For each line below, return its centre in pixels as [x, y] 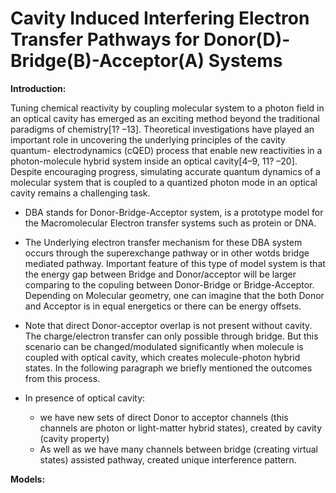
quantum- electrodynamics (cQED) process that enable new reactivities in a [166, 150]
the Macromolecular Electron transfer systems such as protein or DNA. [170, 223]
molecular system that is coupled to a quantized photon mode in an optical [164, 182]
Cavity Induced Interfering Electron [160, 18]
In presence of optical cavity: [85, 398]
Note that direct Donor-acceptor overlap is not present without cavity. [168, 325]
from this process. [62, 378]
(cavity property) [74, 438]
